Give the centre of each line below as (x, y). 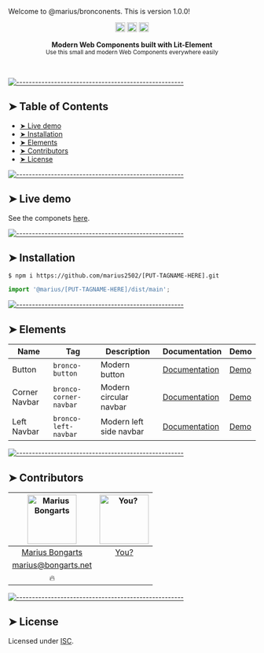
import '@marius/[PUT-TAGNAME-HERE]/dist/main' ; (89, 290)
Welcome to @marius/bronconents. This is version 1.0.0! (99, 11)
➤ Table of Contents (58, 106)
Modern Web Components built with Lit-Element (132, 45)
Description (128, 351)
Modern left (122, 422)
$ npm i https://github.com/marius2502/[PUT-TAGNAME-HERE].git (114, 276)
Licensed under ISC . (41, 640)
